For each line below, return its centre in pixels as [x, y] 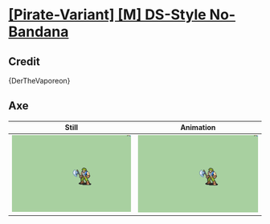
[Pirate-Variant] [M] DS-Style [107, 15]
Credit [24, 61]
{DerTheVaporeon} [39, 81]
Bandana [39, 32]
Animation [198, 128]
